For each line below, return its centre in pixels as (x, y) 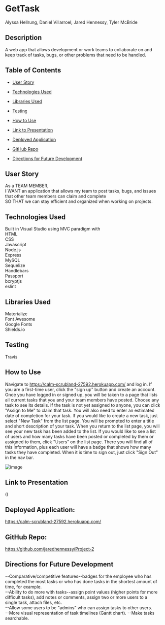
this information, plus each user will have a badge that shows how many (78, 447)
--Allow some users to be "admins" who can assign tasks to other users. (79, 608)
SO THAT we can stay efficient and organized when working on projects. (79, 201)
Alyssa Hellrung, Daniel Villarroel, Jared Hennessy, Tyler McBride (71, 22)
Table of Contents (33, 70)
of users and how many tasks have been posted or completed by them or (80, 436)
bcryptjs (14, 281)
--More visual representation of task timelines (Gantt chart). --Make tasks (80, 613)
